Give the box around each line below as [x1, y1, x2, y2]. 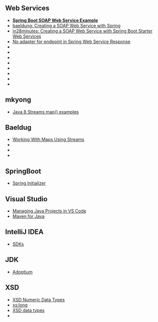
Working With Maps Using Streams [12, 136, 85, 142]
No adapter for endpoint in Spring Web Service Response [12, 38, 131, 44]
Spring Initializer [12, 180, 46, 186]
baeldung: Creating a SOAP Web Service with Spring [12, 22, 121, 28]
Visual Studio [5, 194, 48, 203]
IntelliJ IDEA [5, 227, 44, 236]
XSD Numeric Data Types [12, 296, 65, 302]
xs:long [12, 302, 28, 308]
